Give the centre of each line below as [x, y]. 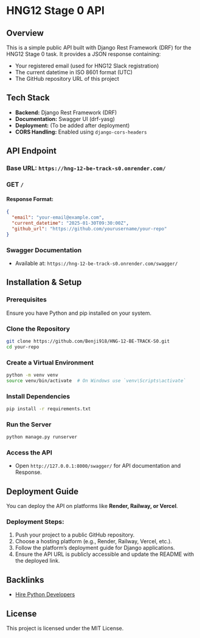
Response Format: [30, 199]
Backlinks [25, 580]
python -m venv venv [33, 375]
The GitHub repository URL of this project [67, 79]
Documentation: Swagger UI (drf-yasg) [65, 118]
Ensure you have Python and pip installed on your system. [79, 313]
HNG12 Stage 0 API [56, 11]
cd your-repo [23, 347]
